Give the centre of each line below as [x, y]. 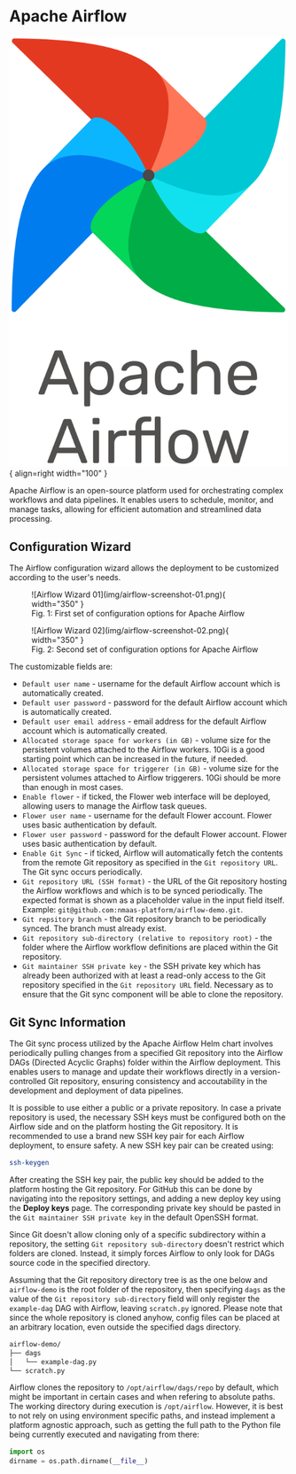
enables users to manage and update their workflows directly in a [129, 1071]
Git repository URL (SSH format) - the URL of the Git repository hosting [155, 881]
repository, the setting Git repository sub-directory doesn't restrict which [147, 1244]
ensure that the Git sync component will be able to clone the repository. [152, 995]
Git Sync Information [68, 1022]
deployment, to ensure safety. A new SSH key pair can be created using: [142, 1145]
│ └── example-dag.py [53, 1362]
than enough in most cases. [73, 787]
